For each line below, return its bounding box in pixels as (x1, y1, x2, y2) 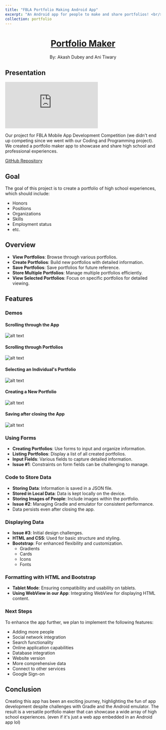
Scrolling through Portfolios (5, 344, 63, 350)
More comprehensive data (12, 660, 66, 666)
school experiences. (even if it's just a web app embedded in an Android (5, 714, 153, 720)
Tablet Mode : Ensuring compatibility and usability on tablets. (12, 585, 136, 591)
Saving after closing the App (5, 411, 65, 417)
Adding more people (12, 628, 54, 634)
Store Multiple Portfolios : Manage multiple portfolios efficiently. (12, 269, 143, 275)
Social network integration (12, 634, 66, 640)
